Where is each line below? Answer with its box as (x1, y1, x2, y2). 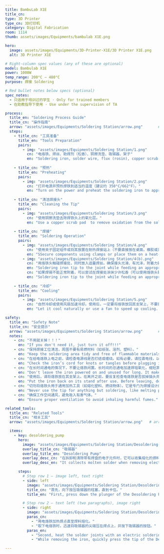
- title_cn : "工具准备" (14, 133, 60, 138)
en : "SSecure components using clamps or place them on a (26, 252, 147, 257)
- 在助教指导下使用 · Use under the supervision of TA (9, 102, 118, 107)
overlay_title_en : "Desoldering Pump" (22, 451, 102, 456)
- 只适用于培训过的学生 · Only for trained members (9, 97, 109, 102)
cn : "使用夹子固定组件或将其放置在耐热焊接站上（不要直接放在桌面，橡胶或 (26, 247, 158, 252)
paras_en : (26, 528, 47, 533)
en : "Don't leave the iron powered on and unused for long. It (18, 370, 150, 375)
